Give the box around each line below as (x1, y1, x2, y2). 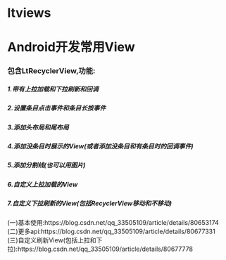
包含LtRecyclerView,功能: (7, 66, 96, 76)
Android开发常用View (7, 39, 135, 56)
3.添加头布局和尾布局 (7, 123, 69, 131)
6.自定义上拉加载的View (7, 180, 78, 188)
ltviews (7, 5, 51, 21)
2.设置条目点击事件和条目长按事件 (7, 104, 106, 112)
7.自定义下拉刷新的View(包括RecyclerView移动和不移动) (7, 199, 172, 208)
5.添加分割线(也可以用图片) (7, 161, 86, 169)
